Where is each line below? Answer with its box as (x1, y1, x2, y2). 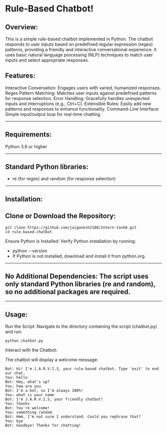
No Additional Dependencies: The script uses (5, 272, 149, 281)
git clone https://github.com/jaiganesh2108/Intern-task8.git (5, 225, 137, 230)
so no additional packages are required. (5, 288, 131, 296)
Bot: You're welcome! (5, 406, 50, 411)
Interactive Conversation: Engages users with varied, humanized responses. (5, 85, 161, 91)
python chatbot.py (5, 338, 43, 343)
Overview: (5, 23, 38, 31)
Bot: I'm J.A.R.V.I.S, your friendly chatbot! (5, 397, 103, 402)
